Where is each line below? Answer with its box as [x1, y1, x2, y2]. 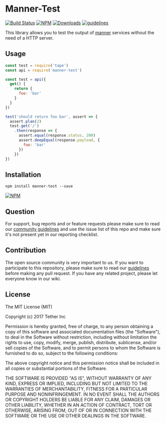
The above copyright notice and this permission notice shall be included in [5, 360, 159, 366]
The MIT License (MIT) [5, 304, 53, 310]
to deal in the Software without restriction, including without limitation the [5, 334, 157, 340]
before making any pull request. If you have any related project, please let [5, 270, 158, 276]
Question [5, 207, 35, 216]
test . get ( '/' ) [10, 123, 39, 129]
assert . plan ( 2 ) [10, 119, 42, 124]
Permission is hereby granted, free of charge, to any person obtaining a [5, 323, 153, 329]
